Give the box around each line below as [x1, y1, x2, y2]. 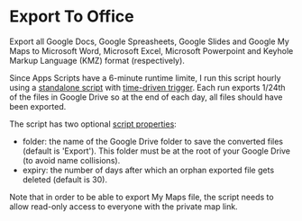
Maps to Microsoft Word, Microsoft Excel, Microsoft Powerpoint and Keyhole [9, 45, 294, 56]
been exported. [9, 101, 67, 111]
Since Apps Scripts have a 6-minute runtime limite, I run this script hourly [9, 72, 281, 83]
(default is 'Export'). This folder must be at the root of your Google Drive [22, 146, 291, 156]
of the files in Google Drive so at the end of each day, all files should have [9, 92, 283, 102]
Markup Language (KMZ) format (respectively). [9, 55, 185, 66]
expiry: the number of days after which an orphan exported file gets [22, 164, 275, 175]
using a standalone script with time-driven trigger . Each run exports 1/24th [9, 82, 286, 93]
